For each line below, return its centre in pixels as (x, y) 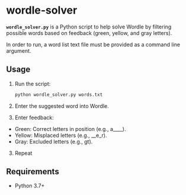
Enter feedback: (34, 117)
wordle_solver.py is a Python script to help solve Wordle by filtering (89, 27)
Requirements (33, 172)
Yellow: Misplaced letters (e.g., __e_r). (61, 135)
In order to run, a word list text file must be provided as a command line (93, 44)
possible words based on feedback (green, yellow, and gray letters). (89, 33)
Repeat (23, 153)
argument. (19, 50)
